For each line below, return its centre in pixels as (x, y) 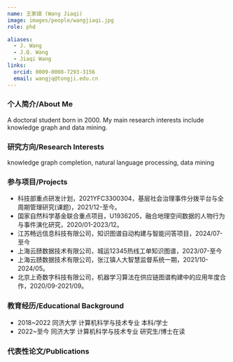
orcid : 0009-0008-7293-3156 (55, 72)
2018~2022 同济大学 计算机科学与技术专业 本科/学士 (93, 322)
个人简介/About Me (40, 104)
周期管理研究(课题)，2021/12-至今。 (69, 207)
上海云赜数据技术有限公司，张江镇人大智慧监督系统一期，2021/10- (113, 260)
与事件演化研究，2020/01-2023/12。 (70, 225)
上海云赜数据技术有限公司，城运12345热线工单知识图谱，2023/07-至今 (120, 251)
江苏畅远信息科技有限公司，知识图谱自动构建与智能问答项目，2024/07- (120, 234)
